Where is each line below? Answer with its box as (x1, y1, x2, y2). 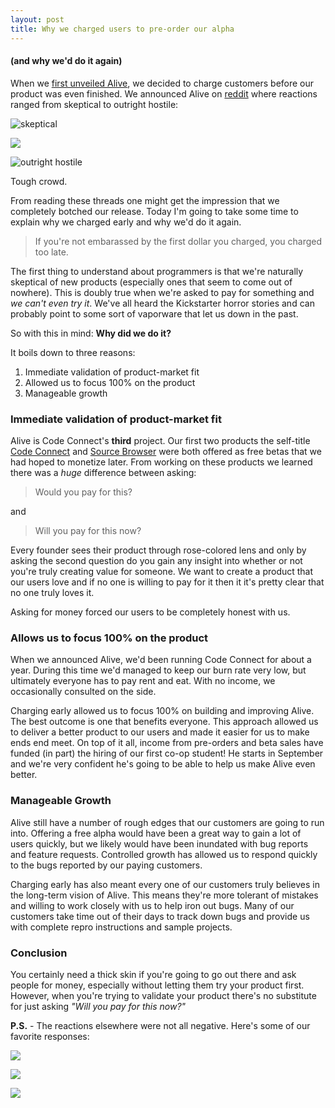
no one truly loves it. (10, 587, 95, 598)
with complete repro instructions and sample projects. (10, 921, 233, 933)
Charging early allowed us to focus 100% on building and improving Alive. (10, 705, 315, 717)
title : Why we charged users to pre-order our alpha (10, 24, 235, 34)
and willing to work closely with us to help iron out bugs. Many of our (10, 899, 295, 911)
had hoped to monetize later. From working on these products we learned (10, 456, 313, 468)
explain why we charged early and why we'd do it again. (10, 216, 242, 228)
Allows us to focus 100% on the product (10, 631, 209, 645)
